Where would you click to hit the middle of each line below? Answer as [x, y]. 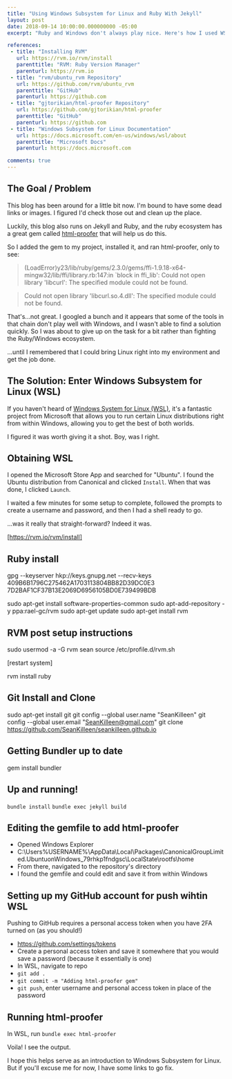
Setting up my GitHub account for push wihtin [108, 895]
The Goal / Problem [49, 188]
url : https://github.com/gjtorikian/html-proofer [89, 110]
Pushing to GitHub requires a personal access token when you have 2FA [110, 923]
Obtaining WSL [40, 458]
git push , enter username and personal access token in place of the [114, 988]
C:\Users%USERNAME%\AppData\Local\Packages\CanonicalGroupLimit [120, 852]
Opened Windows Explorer [56, 845]
